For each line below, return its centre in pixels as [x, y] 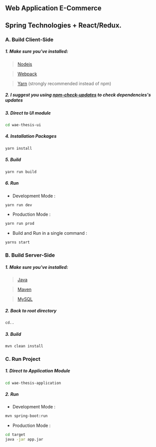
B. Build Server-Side [30, 255]
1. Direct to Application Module [38, 371]
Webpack [27, 74]
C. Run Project [23, 359]
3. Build [13, 334]
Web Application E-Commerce [53, 8]
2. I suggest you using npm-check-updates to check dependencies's [78, 95]
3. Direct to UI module [28, 113]
